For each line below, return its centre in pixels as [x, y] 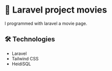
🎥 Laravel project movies [56, 10]
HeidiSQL [21, 64]
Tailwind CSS [25, 58]
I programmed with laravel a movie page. [46, 23]
